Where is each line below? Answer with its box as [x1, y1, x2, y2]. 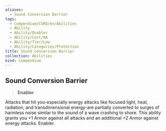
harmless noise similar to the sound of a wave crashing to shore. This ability [5, 110, 161, 116]
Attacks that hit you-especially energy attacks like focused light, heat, [5, 99, 149, 105]
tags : [5, 16, 16, 21]
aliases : [5, 7, 23, 12]
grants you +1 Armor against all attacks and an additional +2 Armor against [5, 115, 159, 121]
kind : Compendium [5, 58, 41, 63]
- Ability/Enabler [9, 30, 48, 35]
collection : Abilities [5, 53, 52, 59]
